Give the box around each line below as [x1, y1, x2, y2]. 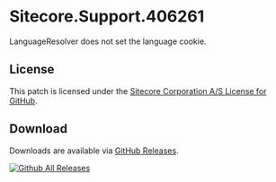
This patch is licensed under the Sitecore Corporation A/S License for [9, 85, 267, 96]
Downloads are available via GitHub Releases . [9, 145, 179, 156]
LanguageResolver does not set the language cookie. [9, 36, 207, 47]
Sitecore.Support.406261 [9, 6, 205, 27]
